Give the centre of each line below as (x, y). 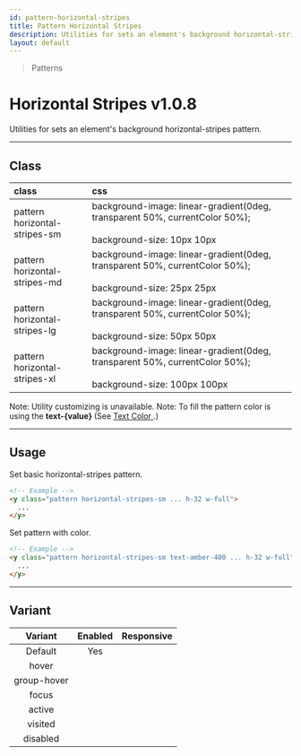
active (41, 709)
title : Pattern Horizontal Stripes (76, 26)
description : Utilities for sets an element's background (120, 34)
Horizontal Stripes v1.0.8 (103, 104)
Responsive (147, 636)
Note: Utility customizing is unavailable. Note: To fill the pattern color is (140, 406)
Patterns (47, 68)
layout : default (39, 43)
